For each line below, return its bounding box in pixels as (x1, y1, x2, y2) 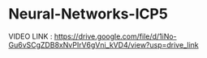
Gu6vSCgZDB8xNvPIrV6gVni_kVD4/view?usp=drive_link (8, 39, 199, 49)
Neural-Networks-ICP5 (8, 5, 168, 23)
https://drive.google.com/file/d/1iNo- (54, 31, 177, 41)
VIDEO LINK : (8, 31, 53, 41)
